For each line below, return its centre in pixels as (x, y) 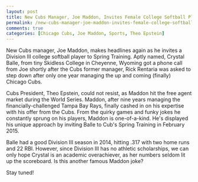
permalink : (19, 22)
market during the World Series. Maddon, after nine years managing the (93, 100)
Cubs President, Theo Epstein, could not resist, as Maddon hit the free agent (99, 93)
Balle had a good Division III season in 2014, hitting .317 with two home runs (98, 142)
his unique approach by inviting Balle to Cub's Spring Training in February (95, 125)
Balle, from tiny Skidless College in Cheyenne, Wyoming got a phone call (94, 63)
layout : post (22, 12)
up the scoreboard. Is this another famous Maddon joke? (75, 161)
